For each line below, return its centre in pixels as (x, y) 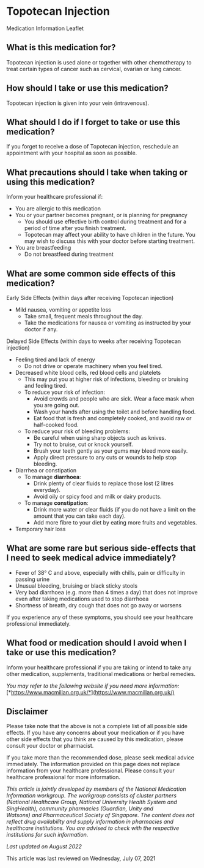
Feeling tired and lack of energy (55, 359)
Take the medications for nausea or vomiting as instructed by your (107, 323)
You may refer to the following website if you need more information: (93, 686)
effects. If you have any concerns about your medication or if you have (95, 733)
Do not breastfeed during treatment (69, 254)
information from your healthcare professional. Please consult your (91, 770)
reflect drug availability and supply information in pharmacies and (90, 822)
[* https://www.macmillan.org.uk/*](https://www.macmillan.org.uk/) (90, 692)
